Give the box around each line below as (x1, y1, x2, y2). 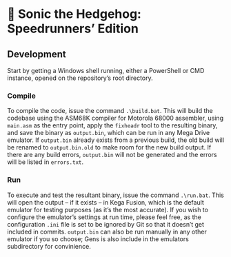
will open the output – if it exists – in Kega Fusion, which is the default (7, 198, 205, 206)
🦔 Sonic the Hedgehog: (7, 6, 141, 22)
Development (7, 48, 67, 60)
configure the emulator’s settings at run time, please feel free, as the (7, 213, 201, 221)
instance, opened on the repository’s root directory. (7, 74, 153, 82)
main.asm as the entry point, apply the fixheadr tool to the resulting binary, (7, 121, 218, 130)
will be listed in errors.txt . (7, 158, 84, 166)
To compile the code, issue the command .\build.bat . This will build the (7, 107, 213, 115)
